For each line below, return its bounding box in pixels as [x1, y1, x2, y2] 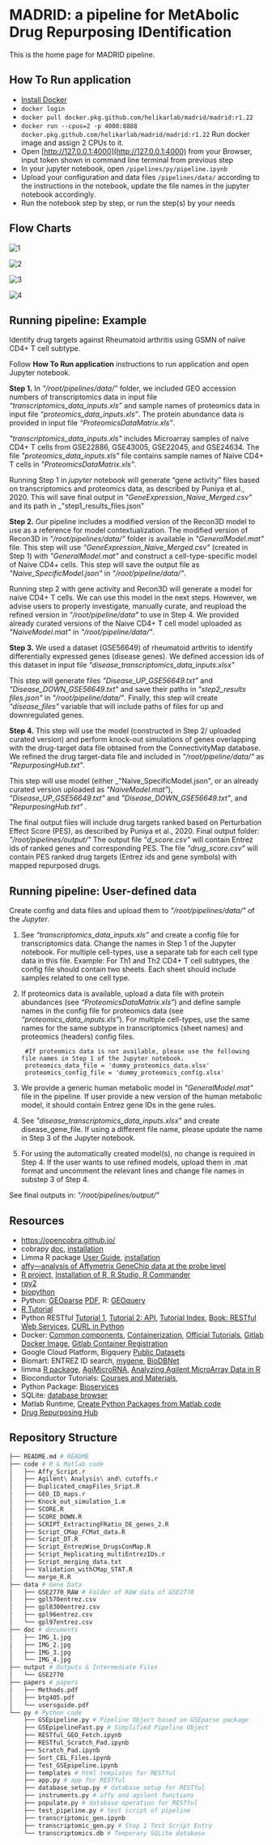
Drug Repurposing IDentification [9, 23, 232, 41]
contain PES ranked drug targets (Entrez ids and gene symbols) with [9, 852, 237, 862]
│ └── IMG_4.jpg [9, 1655, 71, 1664]
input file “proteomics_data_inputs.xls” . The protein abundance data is [9, 409, 244, 419]
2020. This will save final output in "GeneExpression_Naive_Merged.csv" [9, 493, 253, 502]
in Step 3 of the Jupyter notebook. [20, 1133, 136, 1143]
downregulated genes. [9, 711, 84, 720]
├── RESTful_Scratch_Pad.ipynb [23, 1739, 130, 1747]
